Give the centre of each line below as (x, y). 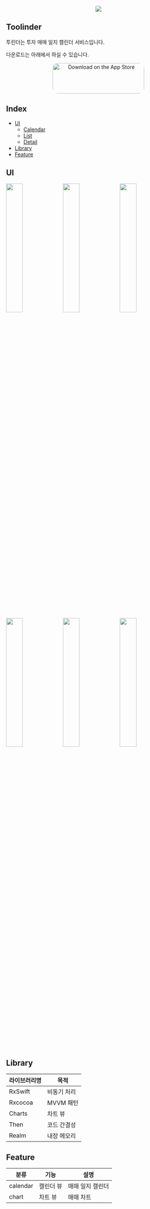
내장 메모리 (62, 1136)
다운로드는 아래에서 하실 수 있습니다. (47, 54)
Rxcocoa (21, 1103)
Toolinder (24, 27)
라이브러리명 (25, 1080)
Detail (30, 142)
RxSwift (20, 1092)
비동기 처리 (62, 1092)
